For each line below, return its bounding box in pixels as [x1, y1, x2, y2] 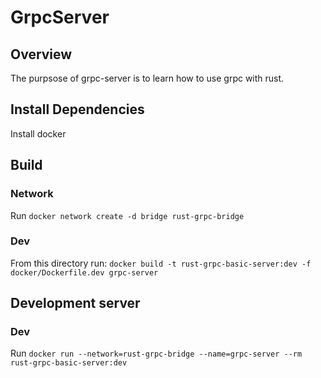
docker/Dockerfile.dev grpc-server [10, 267, 159, 278]
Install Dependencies [10, 101, 145, 118]
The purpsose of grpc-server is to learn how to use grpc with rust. [10, 72, 285, 84]
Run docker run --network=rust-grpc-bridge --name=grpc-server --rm [10, 347, 303, 360]
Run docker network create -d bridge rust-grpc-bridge [10, 209, 245, 221]
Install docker [10, 127, 67, 140]
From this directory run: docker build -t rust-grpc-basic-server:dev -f [10, 257, 312, 269]
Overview [10, 46, 73, 63]
